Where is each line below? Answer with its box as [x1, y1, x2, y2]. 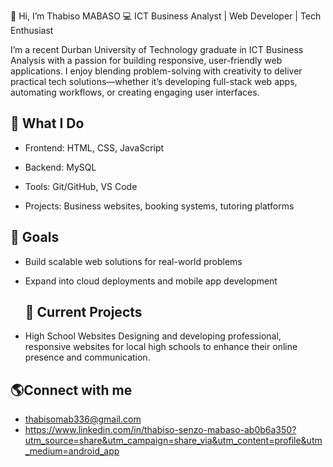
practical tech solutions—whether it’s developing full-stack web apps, [10, 76, 298, 87]
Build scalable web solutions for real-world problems [24, 255, 243, 267]
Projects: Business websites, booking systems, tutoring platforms [24, 200, 295, 212]
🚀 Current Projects [24, 304, 143, 321]
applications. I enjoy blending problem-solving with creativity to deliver [10, 65, 303, 77]
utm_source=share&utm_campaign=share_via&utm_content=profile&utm [24, 435, 323, 447]
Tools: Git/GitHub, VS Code [24, 180, 138, 192]
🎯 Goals [10, 229, 60, 246]
